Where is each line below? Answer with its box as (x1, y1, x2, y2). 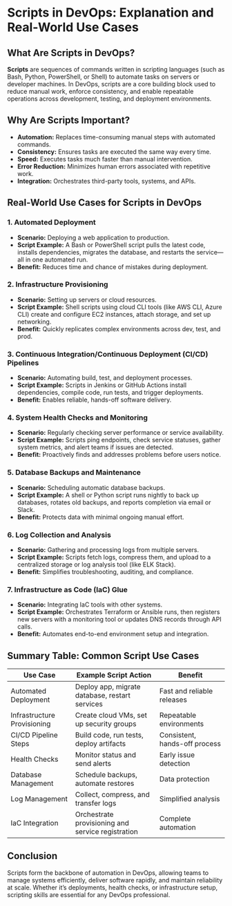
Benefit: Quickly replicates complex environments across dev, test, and (17, 324, 221, 333)
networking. (17, 317, 52, 326)
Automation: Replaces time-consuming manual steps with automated (17, 132, 215, 141)
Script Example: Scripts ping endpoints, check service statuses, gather (17, 436, 221, 444)
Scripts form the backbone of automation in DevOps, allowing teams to (7, 868, 209, 877)
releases (159, 695, 188, 705)
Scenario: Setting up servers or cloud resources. (17, 295, 157, 304)
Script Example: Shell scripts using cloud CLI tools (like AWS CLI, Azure (17, 302, 222, 311)
